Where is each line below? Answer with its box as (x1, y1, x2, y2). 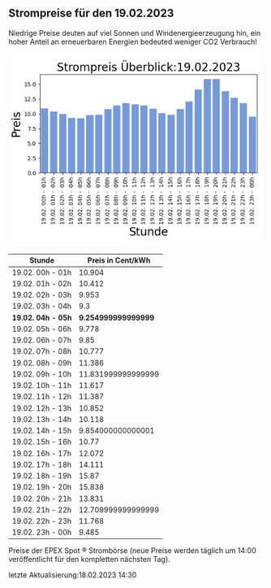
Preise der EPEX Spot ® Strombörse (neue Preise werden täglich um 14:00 (8, 545, 257, 555)
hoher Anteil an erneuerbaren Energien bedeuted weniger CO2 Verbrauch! (8, 37, 258, 46)
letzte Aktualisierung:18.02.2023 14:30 (8, 569, 137, 580)
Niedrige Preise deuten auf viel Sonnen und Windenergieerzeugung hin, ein (8, 28, 261, 37)
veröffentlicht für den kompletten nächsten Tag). (8, 554, 170, 564)
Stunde (29, 255, 55, 265)
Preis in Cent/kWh (87, 255, 151, 265)
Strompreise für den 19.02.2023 (8, 7, 174, 20)
